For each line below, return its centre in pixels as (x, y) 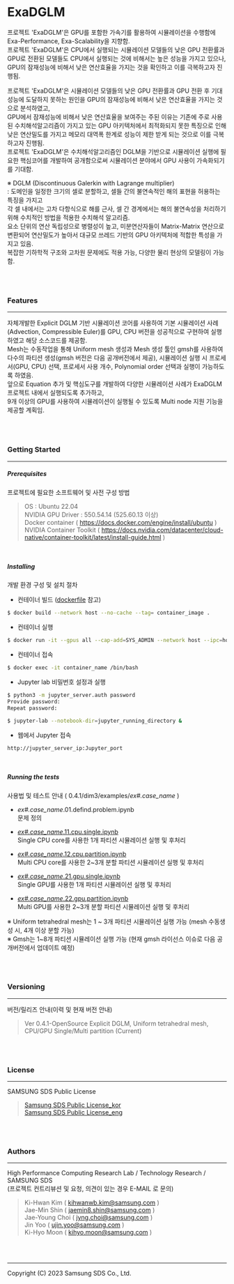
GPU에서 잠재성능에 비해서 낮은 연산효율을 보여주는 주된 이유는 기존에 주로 (109, 116)
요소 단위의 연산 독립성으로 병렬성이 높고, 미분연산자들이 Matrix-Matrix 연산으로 (116, 226)
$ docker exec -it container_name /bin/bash (73, 668)
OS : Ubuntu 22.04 (51, 506)
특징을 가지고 (25, 200)
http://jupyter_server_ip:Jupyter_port (65, 748)
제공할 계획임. (26, 410)
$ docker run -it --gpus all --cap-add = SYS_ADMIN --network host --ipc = (115, 641)
